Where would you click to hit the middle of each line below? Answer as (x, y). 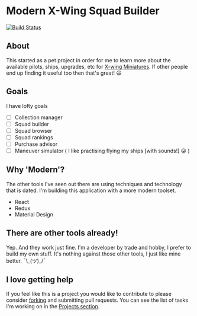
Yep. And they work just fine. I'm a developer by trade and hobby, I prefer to (98, 247)
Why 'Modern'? (35, 170)
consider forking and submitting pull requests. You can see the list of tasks (97, 300)
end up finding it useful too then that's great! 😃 (64, 73)
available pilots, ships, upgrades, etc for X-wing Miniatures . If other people (97, 66)
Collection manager (39, 117)
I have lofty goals (27, 106)
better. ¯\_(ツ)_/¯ (26, 261)
